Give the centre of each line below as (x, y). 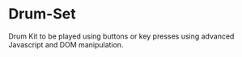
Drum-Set (42, 14)
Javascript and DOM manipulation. (66, 44)
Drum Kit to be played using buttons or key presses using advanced (121, 36)
